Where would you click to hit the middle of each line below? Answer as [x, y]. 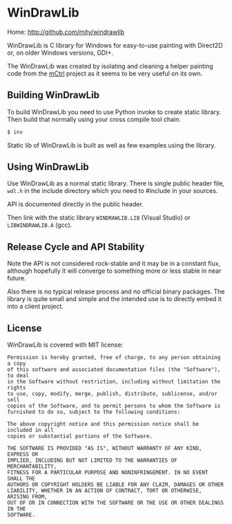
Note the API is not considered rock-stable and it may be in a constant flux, [114, 264]
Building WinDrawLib [54, 95]
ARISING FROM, [28, 497]
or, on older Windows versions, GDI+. [60, 53]
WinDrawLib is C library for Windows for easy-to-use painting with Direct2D [115, 45]
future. [17, 278]
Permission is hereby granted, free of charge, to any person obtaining [114, 358]
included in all [30, 431]
